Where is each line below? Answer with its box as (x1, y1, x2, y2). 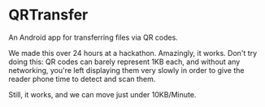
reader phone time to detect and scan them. (8, 74, 156, 83)
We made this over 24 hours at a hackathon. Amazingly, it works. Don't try (8, 48, 258, 58)
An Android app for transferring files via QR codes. (8, 32, 179, 42)
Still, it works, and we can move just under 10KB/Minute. (8, 89, 197, 99)
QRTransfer (8, 6, 89, 24)
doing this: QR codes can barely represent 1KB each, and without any (8, 57, 241, 66)
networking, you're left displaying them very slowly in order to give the (8, 65, 245, 75)
